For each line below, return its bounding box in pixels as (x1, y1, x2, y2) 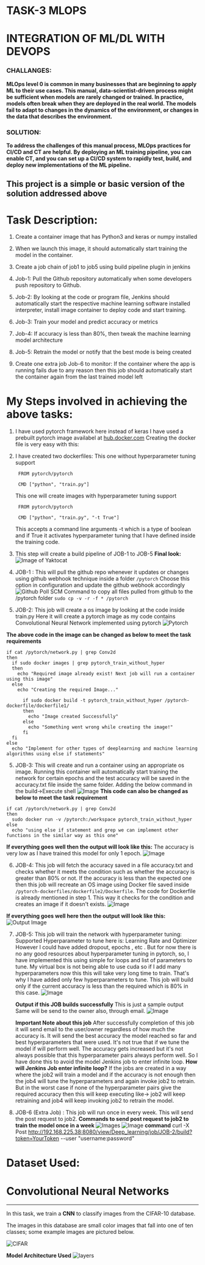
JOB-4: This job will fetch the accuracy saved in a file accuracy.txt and (15, 861, 193, 869)
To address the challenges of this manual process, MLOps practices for (6, 142, 191, 149)
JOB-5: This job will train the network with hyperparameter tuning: (15, 930, 182, 938)
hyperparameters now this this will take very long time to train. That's (15, 970, 190, 977)
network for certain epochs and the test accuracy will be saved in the (15, 775, 190, 782)
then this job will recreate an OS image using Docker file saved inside (15, 881, 189, 888)
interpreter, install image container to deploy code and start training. (15, 306, 187, 314)
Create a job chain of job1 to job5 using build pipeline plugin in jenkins (15, 263, 191, 270)
